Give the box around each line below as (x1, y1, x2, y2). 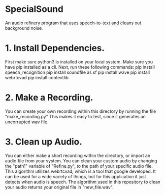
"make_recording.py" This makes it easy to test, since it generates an (5, 113, 146, 119)
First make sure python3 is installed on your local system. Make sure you (5, 58, 153, 65)
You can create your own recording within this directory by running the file (5, 108, 156, 114)
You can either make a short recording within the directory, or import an (5, 152, 151, 158)
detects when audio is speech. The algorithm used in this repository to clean (5, 179, 161, 185)
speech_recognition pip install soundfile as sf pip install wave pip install (5, 69, 150, 75)
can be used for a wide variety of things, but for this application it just (5, 173, 146, 179)
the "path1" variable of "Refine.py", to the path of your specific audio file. (5, 163, 153, 169)
